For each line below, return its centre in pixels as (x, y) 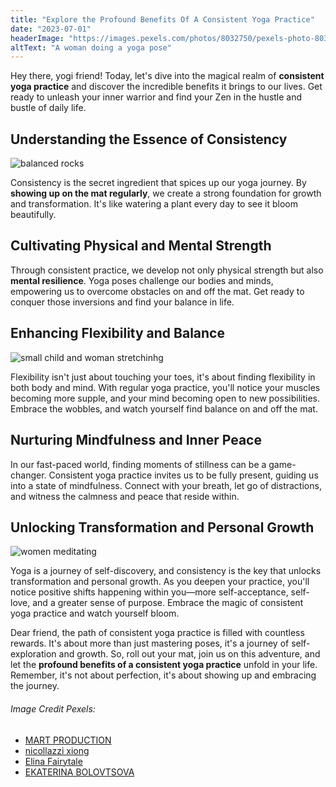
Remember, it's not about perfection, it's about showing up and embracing (163, 675)
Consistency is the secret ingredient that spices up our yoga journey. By (158, 183)
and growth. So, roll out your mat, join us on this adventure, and (189, 654)
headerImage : (37, 38)
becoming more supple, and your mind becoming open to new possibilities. (165, 398)
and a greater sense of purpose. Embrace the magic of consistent (168, 603)
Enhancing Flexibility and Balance (117, 333)
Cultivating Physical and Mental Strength (141, 246)
